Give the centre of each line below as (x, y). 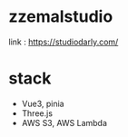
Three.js (37, 113)
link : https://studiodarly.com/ (64, 42)
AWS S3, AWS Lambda (64, 122)
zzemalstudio (61, 17)
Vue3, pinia (43, 103)
